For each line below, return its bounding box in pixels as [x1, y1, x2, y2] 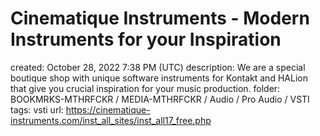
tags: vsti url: [10, 103, 64, 116]
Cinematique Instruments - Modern [10, 7, 310, 30]
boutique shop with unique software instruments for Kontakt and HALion [10, 72, 308, 84]
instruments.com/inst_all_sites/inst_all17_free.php [10, 114, 212, 126]
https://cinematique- [65, 103, 151, 116]
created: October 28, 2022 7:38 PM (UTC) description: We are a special [10, 61, 306, 73]
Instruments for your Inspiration [10, 28, 282, 51]
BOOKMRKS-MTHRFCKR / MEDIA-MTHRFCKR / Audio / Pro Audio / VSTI [10, 93, 310, 105]
